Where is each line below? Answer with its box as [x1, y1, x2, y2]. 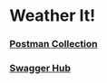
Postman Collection [9, 38, 98, 51]
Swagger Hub [9, 62, 71, 75]
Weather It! [9, 5, 96, 26]
